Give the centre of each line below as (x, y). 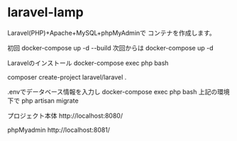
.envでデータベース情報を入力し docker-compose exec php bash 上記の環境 (118, 91)
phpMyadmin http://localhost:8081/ (59, 130)
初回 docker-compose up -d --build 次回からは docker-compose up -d (110, 47)
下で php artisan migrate (43, 101)
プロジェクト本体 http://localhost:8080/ (65, 115)
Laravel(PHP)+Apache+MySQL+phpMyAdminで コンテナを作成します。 (112, 33)
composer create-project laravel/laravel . (67, 77)
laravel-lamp (45, 12)
